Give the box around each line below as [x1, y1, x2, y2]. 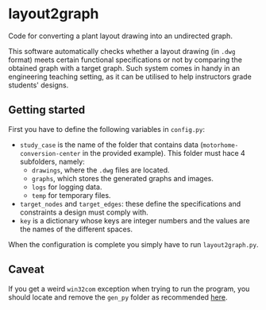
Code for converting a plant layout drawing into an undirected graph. [8, 31, 233, 41]
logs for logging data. [31, 182, 102, 192]
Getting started [8, 103, 86, 117]
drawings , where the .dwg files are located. [31, 165, 170, 175]
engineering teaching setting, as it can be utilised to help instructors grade [8, 72, 252, 81]
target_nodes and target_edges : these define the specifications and [19, 199, 241, 208]
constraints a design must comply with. [19, 207, 148, 217]
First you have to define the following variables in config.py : [8, 124, 205, 134]
